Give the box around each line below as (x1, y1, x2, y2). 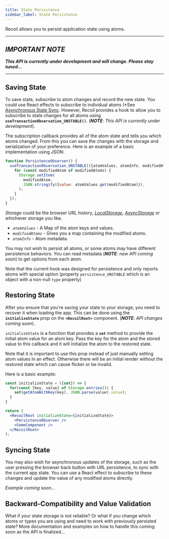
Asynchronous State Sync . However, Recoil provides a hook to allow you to (5, 107, 161, 113)
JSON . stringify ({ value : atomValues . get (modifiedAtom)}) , (23, 182, 145, 187)
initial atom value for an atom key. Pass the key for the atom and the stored (5, 335, 160, 341)
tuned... (5, 64, 23, 70)
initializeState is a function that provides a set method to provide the (5, 330, 153, 336)
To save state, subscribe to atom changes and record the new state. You (5, 97, 155, 103)
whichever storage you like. (5, 215, 62, 221)
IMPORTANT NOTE (5, 45, 65, 53)
